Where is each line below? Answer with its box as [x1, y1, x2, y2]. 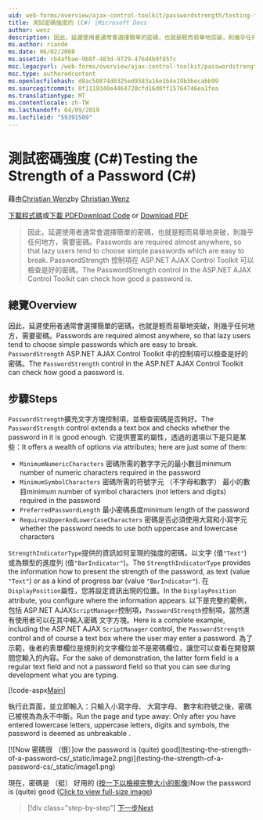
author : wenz [8, 26, 51, 34]
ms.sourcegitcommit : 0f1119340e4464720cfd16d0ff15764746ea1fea [8, 84, 219, 93]
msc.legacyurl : [8, 63, 58, 71]
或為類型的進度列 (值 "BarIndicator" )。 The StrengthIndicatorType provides [8, 558, 251, 567]
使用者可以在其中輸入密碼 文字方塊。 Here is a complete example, [14, 615, 225, 625]
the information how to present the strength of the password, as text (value [8, 567, 250, 577]
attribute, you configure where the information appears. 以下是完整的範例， [8, 596, 251, 605]
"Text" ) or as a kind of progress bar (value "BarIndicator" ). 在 [8, 576, 210, 585]
